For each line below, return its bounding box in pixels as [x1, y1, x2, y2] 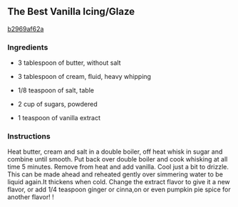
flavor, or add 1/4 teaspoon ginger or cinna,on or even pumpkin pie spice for [7, 185, 232, 194]
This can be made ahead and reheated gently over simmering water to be [7, 170, 223, 179]
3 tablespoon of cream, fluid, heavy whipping [17, 73, 152, 81]
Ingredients [7, 42, 48, 52]
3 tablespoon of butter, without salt [17, 58, 121, 67]
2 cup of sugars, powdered [17, 100, 98, 109]
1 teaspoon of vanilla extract [17, 114, 101, 122]
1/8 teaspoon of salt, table [17, 86, 95, 95]
